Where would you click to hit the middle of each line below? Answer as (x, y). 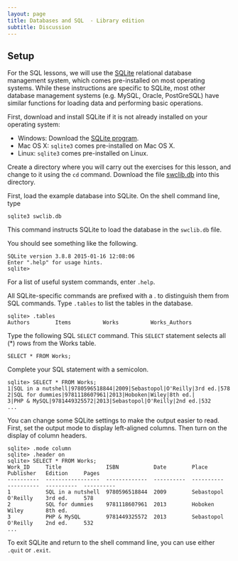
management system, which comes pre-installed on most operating (106, 81)
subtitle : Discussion (39, 27)
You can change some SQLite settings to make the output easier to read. (114, 420)
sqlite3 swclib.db (34, 217)
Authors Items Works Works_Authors (100, 323)
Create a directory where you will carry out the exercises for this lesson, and (119, 167)
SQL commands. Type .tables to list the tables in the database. (100, 303)
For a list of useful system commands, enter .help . (81, 282)
